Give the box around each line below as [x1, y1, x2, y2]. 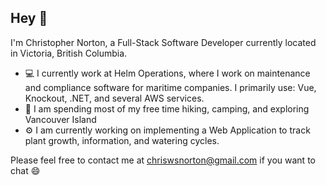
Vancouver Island [24, 113, 97, 125]
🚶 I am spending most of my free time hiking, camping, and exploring [24, 102, 310, 115]
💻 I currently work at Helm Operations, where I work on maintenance [24, 67, 311, 79]
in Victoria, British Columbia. [10, 47, 128, 59]
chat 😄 [10, 164, 41, 176]
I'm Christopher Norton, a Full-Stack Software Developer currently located [10, 36, 317, 48]
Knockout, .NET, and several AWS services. [24, 92, 205, 104]
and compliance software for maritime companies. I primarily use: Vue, [24, 81, 317, 93]
